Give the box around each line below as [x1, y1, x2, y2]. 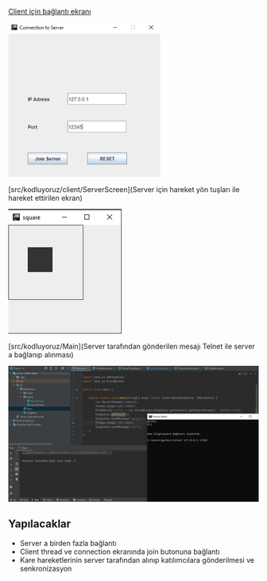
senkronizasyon [19, 564, 72, 573]
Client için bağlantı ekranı [8, 7, 91, 16]
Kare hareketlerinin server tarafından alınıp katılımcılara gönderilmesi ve [19, 555, 255, 564]
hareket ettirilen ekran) [8, 194, 83, 203]
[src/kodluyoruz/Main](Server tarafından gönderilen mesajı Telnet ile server [8, 341, 256, 352]
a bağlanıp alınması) [8, 350, 74, 360]
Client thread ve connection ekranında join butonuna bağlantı [19, 547, 220, 556]
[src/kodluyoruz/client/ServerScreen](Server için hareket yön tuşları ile [8, 185, 240, 194]
